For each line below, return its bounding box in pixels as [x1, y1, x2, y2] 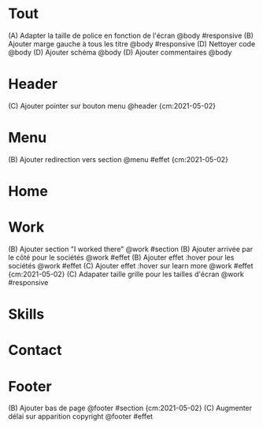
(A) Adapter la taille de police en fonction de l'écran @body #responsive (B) [8, 31, 254, 40]
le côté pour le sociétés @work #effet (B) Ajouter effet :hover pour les [8, 253, 235, 262]
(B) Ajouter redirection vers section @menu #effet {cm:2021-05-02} [8, 154, 228, 164]
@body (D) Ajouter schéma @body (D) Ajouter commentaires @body [8, 47, 232, 57]
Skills [8, 305, 45, 324]
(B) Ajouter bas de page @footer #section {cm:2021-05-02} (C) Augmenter [8, 403, 253, 413]
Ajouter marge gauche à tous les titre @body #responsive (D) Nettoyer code [8, 39, 256, 48]
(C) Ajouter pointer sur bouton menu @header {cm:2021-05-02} [8, 101, 217, 110]
